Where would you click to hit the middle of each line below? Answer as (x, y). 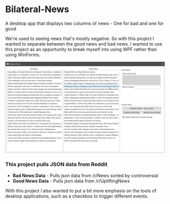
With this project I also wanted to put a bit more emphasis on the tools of (81, 190)
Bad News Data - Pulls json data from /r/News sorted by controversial (85, 175)
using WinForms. (23, 55)
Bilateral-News (37, 9)
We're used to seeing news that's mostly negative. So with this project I (80, 38)
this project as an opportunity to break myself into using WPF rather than (81, 49)
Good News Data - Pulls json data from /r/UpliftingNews (71, 181)
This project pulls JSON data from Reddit (56, 165)
